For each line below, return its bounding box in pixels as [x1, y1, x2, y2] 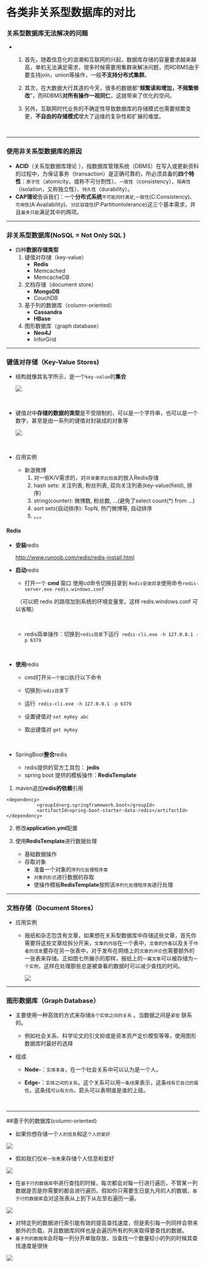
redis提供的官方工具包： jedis [24, 764, 100, 771]
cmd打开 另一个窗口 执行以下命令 [24, 673, 102, 681]
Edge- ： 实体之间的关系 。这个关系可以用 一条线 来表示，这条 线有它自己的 [24, 1079, 194, 1086]
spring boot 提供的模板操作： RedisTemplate [24, 771, 137, 779]
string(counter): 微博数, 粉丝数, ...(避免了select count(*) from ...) [33, 497, 195, 505]
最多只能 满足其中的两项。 [20, 208, 83, 215]
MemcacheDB [33, 274, 70, 281]
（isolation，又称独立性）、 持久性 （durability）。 [15, 185, 134, 193]
